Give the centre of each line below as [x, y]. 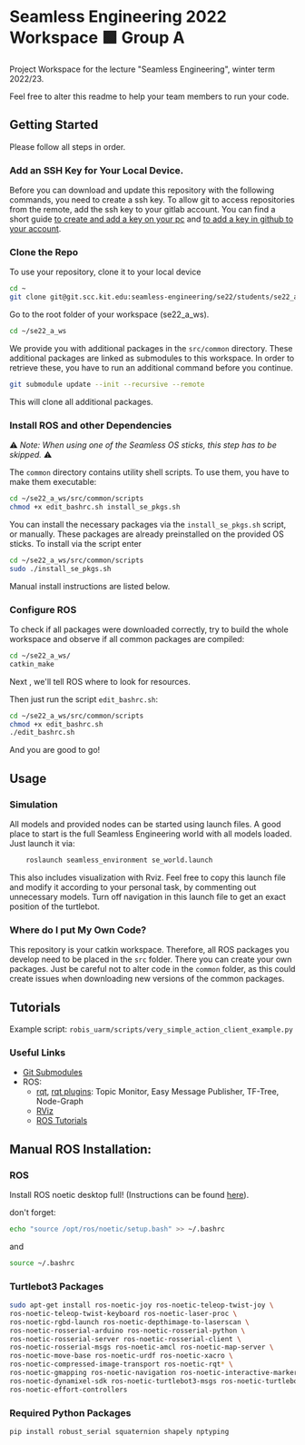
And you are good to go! [55, 750]
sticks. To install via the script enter [76, 543]
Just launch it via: [42, 843]
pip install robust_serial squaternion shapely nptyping [119, 1431]
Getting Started [54, 125]
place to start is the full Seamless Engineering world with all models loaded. [151, 834]
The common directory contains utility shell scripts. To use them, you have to [149, 472]
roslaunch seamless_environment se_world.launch [119, 860]
